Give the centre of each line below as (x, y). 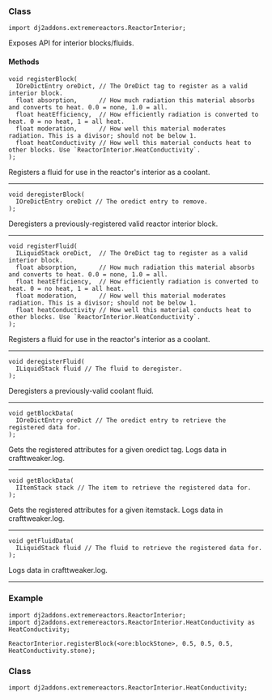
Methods (24, 62)
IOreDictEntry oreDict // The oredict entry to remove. (112, 201)
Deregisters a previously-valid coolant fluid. (81, 391)
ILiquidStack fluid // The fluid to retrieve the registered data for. (139, 548)
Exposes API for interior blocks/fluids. (71, 43)
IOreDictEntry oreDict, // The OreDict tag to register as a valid (132, 86)
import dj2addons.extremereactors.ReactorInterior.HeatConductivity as (132, 622)
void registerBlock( (43, 79)
